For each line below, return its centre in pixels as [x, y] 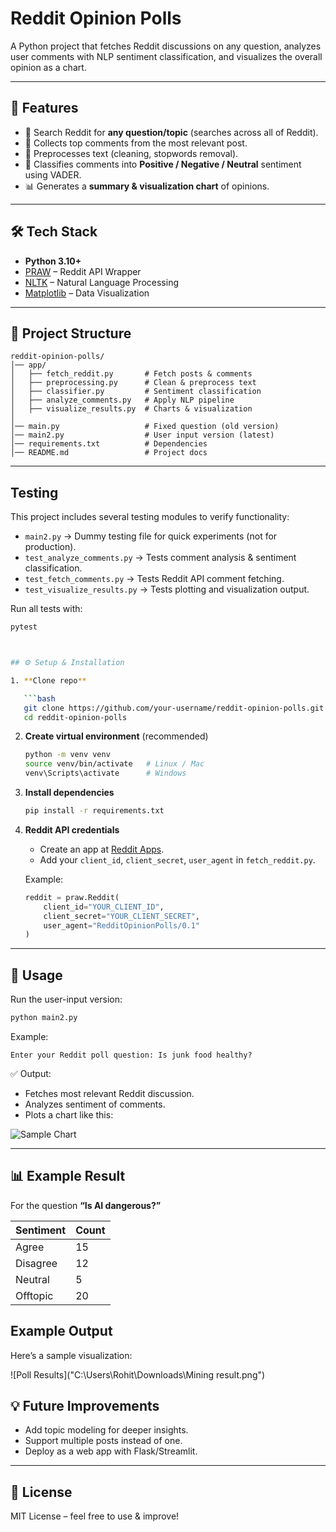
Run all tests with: [46, 609]
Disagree [36, 1263]
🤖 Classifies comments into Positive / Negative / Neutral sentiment [163, 164]
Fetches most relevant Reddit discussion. [109, 1093]
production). [50, 547]
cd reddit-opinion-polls [75, 717]
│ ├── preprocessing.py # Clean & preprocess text [133, 383]
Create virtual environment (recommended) [116, 736]
